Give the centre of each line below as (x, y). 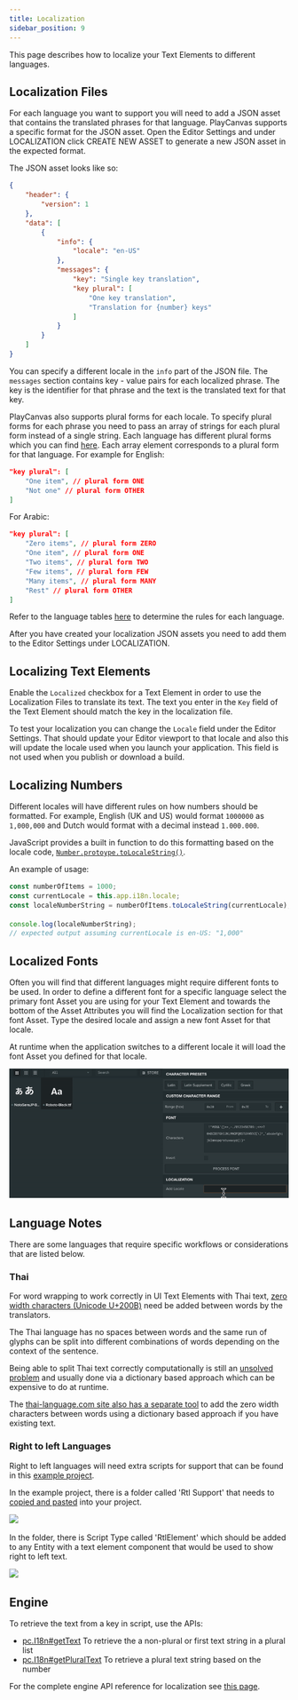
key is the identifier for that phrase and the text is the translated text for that (148, 390)
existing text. (32, 1423)
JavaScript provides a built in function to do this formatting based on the (141, 843)
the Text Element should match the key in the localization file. (121, 711)
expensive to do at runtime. (59, 1387)
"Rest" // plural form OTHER (79, 591)
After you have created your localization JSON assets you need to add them (148, 634)
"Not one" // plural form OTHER (85, 490)
